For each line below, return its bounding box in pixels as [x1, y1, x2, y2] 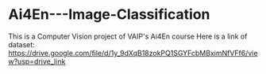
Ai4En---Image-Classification [8, 6, 210, 24]
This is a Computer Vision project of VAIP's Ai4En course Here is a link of [8, 31, 248, 41]
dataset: [8, 39, 36, 49]
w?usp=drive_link [8, 57, 66, 66]
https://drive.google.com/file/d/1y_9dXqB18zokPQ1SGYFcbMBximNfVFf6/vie [8, 48, 258, 57]
